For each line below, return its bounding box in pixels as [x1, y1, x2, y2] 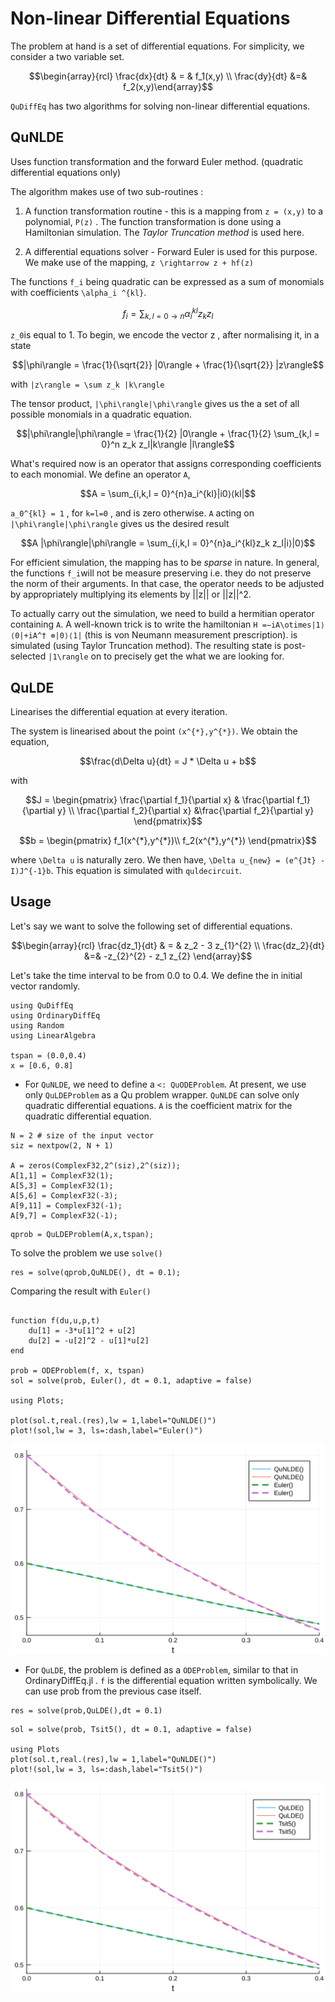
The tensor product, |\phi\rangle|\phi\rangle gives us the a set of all [10, 398, 300, 410]
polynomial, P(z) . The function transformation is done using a [24, 215, 282, 227]
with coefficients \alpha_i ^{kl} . [10, 286, 147, 298]
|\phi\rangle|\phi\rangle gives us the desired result [10, 518, 230, 530]
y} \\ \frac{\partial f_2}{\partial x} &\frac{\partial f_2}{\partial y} [57, 805, 315, 817]
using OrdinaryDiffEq [10, 1010, 101, 1021]
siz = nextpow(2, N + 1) [10, 1140, 114, 1151]
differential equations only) [10, 166, 122, 178]
